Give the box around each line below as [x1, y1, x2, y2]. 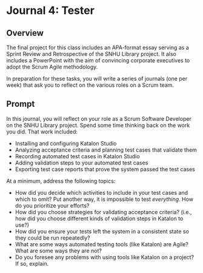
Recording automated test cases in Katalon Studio [15, 152, 141, 160]
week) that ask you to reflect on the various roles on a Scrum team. [6, 81, 175, 89]
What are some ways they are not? [15, 247, 102, 254]
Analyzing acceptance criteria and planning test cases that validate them [15, 146, 197, 153]
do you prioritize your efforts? [15, 201, 90, 209]
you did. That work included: [6, 128, 78, 135]
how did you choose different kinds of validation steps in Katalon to [15, 215, 184, 222]
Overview [6, 28, 44, 38]
